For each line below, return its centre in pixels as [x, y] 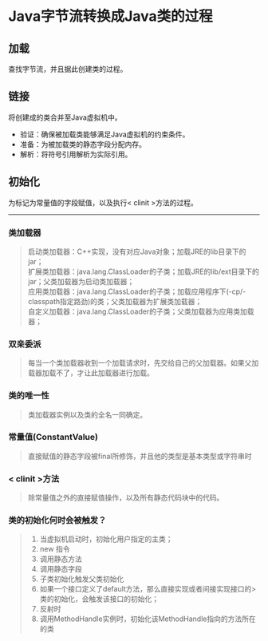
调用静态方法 [61, 559]
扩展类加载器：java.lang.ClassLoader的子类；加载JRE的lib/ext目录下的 [143, 271]
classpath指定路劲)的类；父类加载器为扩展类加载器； [115, 301]
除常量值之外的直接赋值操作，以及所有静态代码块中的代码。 [126, 498]
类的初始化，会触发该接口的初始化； [99, 599]
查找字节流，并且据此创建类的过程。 [68, 69]
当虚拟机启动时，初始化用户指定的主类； [106, 539]
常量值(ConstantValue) [53, 437]
